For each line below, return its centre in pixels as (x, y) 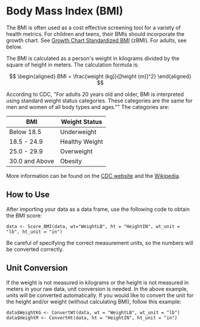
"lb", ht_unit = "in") (34, 232)
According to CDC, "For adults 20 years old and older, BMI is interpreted (95, 94)
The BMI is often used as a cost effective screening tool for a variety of (93, 28)
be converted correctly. (35, 249)
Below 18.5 (25, 132)
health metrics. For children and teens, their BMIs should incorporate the (96, 34)
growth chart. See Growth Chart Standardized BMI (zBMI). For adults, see (96, 40)
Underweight (78, 132)
